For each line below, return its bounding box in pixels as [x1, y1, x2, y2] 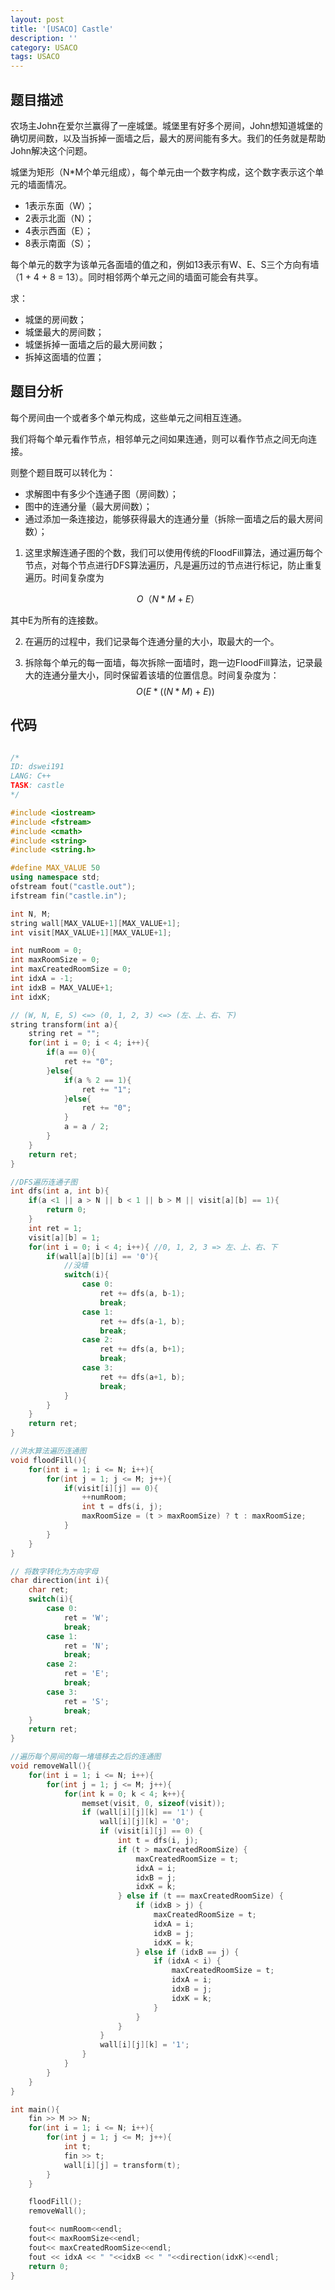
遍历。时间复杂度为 [24, 571, 105, 583]
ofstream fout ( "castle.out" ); [10, 882, 137, 892]
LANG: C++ [10, 771, 52, 781]
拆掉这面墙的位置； [24, 351, 105, 363]
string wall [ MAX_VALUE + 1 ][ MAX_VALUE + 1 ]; [10, 918, 182, 928]
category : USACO [10, 42, 78, 53]
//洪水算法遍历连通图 [10, 1446, 87, 1456]
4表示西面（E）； [24, 224, 94, 236]
